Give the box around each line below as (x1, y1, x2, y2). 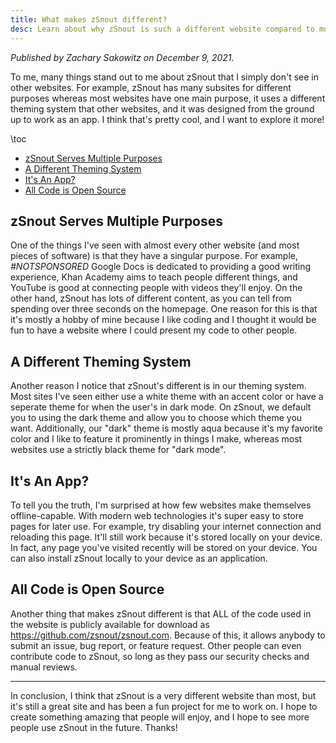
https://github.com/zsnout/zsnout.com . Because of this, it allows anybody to (10, 629, 326, 641)
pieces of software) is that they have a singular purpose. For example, (10, 250, 299, 262)
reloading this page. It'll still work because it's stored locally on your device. (10, 531, 323, 543)
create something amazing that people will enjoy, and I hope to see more (10, 711, 310, 723)
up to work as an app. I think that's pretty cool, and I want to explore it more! (10, 113, 325, 125)
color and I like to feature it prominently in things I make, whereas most (10, 433, 303, 445)
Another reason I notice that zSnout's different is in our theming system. (10, 380, 307, 392)
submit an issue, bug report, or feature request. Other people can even (10, 639, 302, 651)
